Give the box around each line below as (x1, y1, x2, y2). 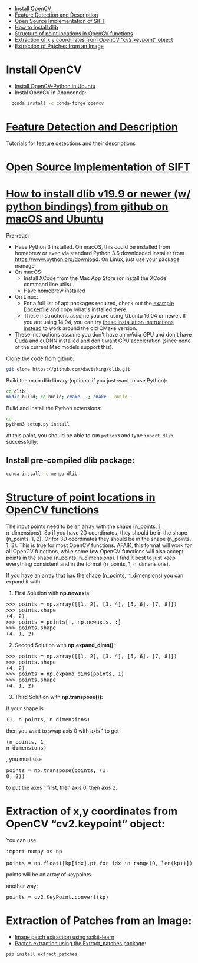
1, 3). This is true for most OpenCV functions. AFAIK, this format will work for (6, 542, 192, 549)
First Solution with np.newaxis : (14, 589, 91, 596)
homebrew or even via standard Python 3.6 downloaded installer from (14, 249, 184, 256)
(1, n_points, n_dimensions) (6, 716, 90, 723)
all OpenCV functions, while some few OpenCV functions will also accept (6, 548, 184, 555)
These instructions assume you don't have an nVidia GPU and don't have (14, 331, 192, 338)
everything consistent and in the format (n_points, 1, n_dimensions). (6, 560, 170, 568)
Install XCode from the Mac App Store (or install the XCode (23, 274, 167, 282)
